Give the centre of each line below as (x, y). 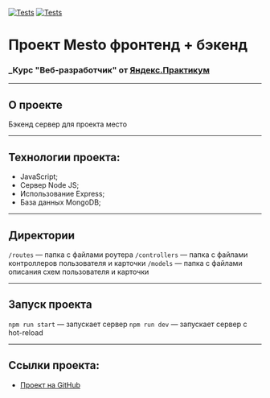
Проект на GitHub (50, 385)
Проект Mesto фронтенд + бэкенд (128, 45)
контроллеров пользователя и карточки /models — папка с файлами (125, 263)
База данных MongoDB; (61, 202)
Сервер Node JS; (49, 185)
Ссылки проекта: (54, 365)
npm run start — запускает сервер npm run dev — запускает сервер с (128, 324)
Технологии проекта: (64, 157)
